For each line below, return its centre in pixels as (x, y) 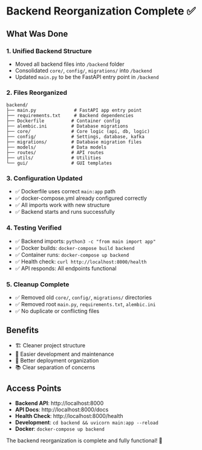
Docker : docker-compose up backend (60, 429)
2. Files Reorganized (37, 92)
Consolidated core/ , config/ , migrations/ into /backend (83, 70)
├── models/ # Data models (57, 147)
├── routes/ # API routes (55, 153)
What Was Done (37, 34)
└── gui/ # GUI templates (59, 163)
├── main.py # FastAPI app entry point (74, 111)
